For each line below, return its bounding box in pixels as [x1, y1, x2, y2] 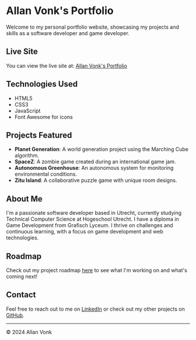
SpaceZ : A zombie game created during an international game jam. [14, 158, 176, 165]
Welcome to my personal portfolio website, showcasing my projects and [6, 23, 180, 30]
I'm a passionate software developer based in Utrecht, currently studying [6, 210, 182, 217]
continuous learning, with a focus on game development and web [6, 228, 163, 235]
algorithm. [14, 152, 39, 159]
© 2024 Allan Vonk [6, 328, 52, 335]
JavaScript [14, 107, 41, 114]
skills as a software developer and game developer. [6, 29, 129, 36]
